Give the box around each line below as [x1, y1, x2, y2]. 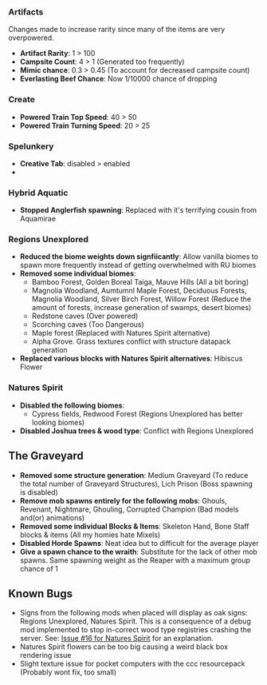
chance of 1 [19, 564, 58, 573]
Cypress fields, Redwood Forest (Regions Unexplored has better [31, 408, 243, 418]
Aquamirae [19, 214, 57, 224]
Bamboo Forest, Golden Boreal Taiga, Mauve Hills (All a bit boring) [31, 277, 249, 287]
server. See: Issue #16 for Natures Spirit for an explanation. [19, 634, 214, 643]
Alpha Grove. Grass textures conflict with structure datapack [31, 337, 231, 346]
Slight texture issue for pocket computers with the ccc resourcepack [19, 659, 245, 669]
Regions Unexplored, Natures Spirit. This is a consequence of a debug [19, 616, 251, 626]
